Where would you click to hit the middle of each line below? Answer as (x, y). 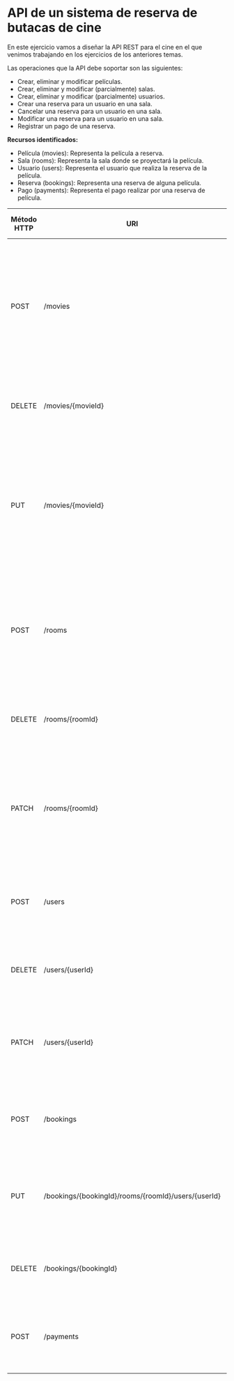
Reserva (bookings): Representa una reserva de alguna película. (109, 182)
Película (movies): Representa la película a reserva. (91, 153)
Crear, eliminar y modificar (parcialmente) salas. (86, 89)
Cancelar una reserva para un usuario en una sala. (89, 111)
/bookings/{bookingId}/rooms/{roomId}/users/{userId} (132, 1196)
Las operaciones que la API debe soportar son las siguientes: (95, 68)
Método (24, 219)
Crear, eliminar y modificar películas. (70, 81)
